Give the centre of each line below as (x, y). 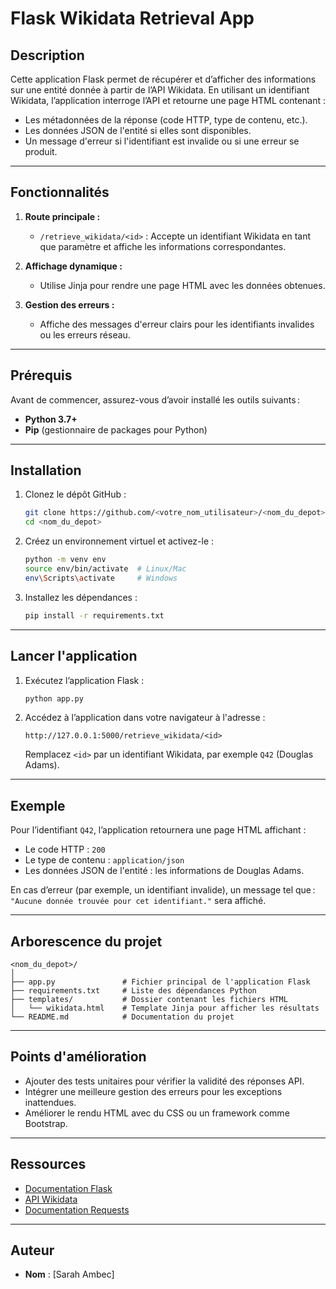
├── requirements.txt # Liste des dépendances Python (133, 991)
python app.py (54, 698)
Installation (46, 470)
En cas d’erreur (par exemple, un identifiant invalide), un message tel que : (163, 890)
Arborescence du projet (86, 941)
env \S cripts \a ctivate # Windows (101, 578)
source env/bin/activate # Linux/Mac (105, 569)
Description (47, 55)
